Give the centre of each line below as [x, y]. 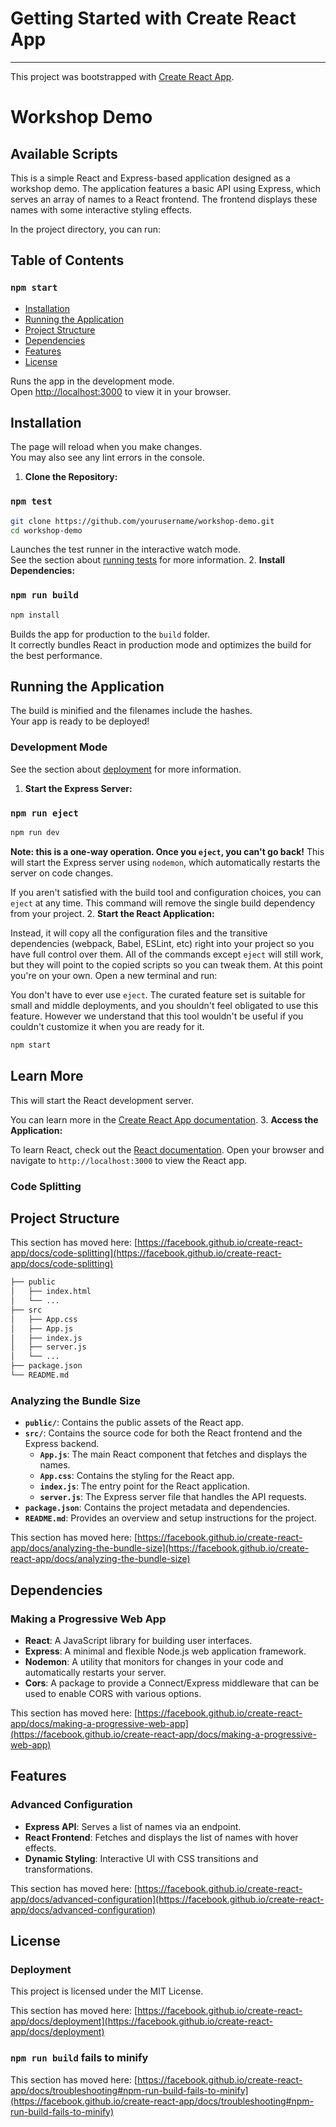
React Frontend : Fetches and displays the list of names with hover [161, 1837]
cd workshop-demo [46, 530]
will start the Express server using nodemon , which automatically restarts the [165, 862]
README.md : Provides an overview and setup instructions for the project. [170, 1518]
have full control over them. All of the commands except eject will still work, [167, 954]
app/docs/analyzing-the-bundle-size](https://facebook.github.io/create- [160, 1548]
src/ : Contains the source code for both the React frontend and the [163, 1433]
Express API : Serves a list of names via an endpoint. [133, 1826]
